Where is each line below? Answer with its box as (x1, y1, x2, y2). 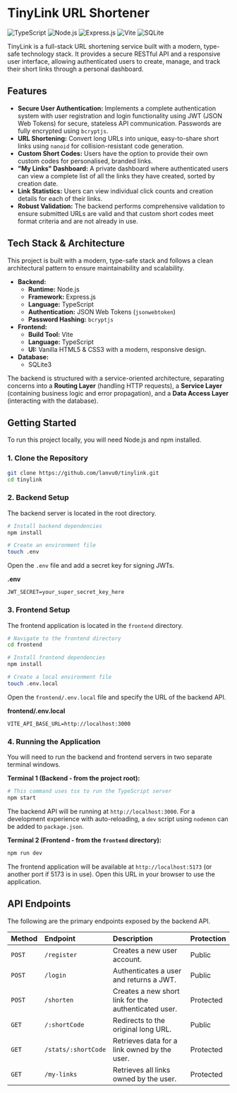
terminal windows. (7, 760, 61, 769)
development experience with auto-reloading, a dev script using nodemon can (7, 814, 229, 823)
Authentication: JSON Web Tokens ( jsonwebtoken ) (28, 307, 176, 316)
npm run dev (7, 849, 42, 857)
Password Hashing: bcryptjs (28, 315, 114, 324)
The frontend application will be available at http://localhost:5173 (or (7, 862, 212, 871)
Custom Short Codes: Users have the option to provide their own (17, 149, 208, 157)
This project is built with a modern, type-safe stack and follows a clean (7, 256, 214, 265)
